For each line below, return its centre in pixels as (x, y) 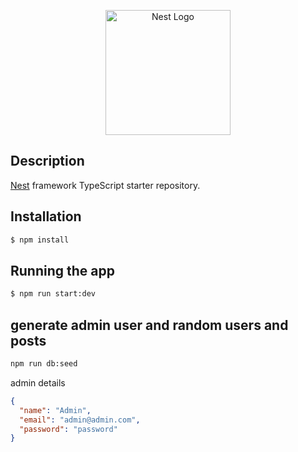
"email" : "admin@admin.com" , (80, 420)
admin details (38, 382)
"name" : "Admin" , (55, 410)
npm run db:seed (44, 364)
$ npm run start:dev (53, 294)
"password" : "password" (68, 429)
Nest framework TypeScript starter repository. (105, 185)
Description (47, 161)
